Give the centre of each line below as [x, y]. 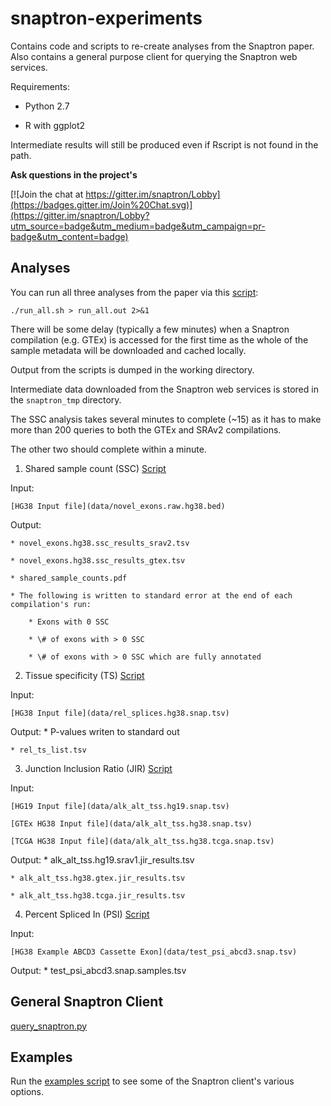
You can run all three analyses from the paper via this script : [134, 292]
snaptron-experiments [106, 18]
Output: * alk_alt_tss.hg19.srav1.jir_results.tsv [102, 859]
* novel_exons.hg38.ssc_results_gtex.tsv [98, 560]
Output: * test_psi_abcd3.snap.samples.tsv [98, 970]
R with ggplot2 [55, 125]
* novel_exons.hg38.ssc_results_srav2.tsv [100, 543]
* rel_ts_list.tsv [48, 750]
